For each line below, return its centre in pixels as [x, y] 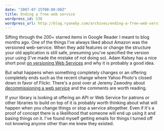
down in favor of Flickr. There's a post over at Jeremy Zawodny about [75, 83]
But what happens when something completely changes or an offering [76, 73]
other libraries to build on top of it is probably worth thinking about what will [81, 103]
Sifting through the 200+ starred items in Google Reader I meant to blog [77, 37]
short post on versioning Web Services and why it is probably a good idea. [80, 63]
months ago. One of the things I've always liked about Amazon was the [76, 43]
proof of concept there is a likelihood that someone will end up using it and [80, 113]
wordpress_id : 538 [24, 19]
